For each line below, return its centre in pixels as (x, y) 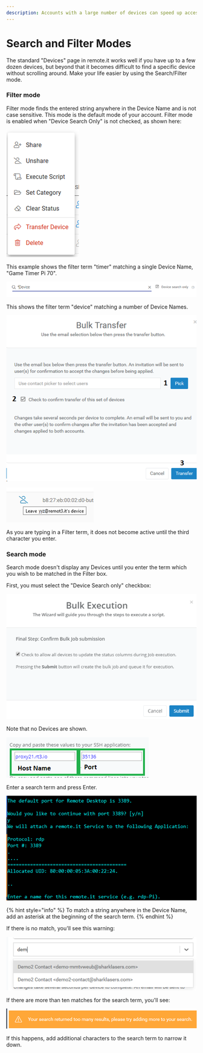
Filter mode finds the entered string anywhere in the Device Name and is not (101, 108)
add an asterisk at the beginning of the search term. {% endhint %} (90, 917)
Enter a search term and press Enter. (52, 787)
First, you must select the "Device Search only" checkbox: (79, 585)
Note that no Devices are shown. (47, 729)
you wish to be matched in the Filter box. (57, 574)
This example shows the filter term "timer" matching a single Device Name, (100, 267)
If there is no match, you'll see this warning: (60, 928)
